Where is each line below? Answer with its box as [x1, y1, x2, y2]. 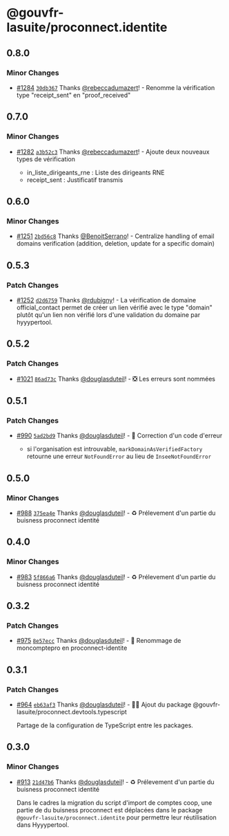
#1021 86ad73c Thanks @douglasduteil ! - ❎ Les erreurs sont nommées [16, 374, 215, 383]
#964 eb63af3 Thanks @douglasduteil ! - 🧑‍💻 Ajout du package [16, 700, 192, 709]
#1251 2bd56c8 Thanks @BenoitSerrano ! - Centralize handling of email [16, 232, 215, 240]
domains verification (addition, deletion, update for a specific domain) [16, 239, 215, 248]
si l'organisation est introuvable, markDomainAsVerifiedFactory [26, 445, 203, 453]
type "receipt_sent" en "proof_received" [16, 91, 131, 99]
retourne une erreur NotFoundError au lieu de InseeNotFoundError [26, 452, 212, 461]
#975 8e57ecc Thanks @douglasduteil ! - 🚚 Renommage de [16, 637, 181, 645]
